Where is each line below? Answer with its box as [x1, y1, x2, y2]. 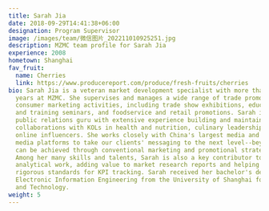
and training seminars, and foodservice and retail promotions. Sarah [15, 109, 256, 117]
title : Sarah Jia [8, 11, 66, 20]
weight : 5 [8, 190, 42, 199]
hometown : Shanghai [8, 57, 74, 65]
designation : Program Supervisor [8, 26, 120, 34]
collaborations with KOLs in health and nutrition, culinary [15, 124, 224, 132]
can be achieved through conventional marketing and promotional [15, 146, 239, 154]
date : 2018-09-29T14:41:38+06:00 [8, 19, 120, 27]
